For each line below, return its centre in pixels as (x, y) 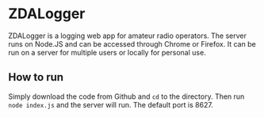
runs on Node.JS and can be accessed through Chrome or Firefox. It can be (132, 43)
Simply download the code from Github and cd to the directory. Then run (126, 96)
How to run (36, 77)
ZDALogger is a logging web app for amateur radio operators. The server (128, 36)
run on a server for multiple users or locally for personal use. (107, 52)
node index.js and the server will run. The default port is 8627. (111, 104)
